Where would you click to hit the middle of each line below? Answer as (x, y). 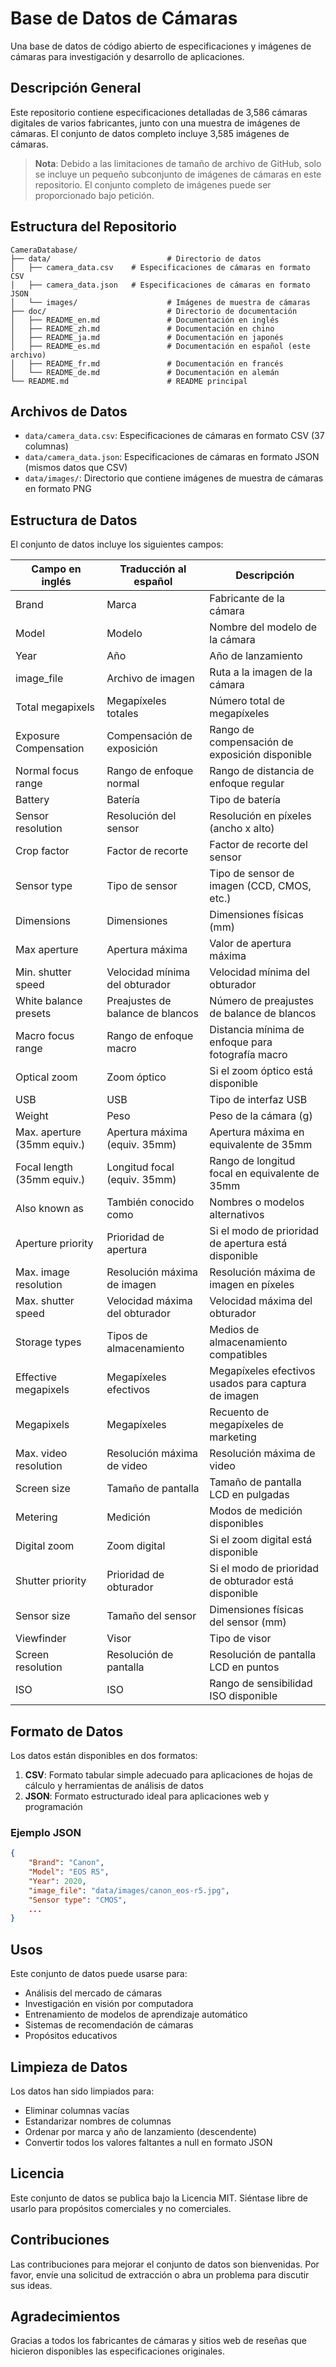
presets (33, 1014)
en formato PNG (58, 489)
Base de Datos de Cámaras (124, 18)
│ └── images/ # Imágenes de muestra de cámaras (160, 302)
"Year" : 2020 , (57, 1881)
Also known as (50, 1209)
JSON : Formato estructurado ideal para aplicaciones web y (147, 1796)
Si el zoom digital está (261, 1540)
